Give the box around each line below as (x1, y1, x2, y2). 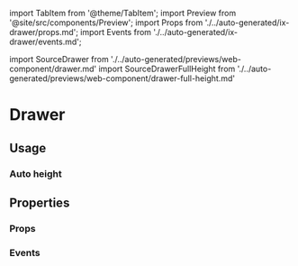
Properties (9, 195, 70, 210)
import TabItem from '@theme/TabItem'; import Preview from (9, 8, 237, 18)
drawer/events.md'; (9, 36, 82, 47)
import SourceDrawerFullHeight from (98, 63, 236, 74)
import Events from (80, 27, 151, 37)
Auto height (9, 167, 63, 179)
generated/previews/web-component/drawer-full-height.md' (9, 73, 236, 84)
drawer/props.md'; (9, 27, 79, 37)
